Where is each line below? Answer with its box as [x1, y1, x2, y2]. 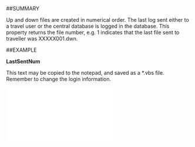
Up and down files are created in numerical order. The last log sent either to [6, 16, 189, 23]
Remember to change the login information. [6, 76, 112, 82]
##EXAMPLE [6, 46, 37, 54]
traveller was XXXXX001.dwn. [6, 35, 78, 42]
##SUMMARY [6, 5, 40, 12]
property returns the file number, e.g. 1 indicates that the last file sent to [6, 29, 180, 36]
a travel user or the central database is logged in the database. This [6, 23, 170, 29]
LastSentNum [6, 58, 41, 65]
